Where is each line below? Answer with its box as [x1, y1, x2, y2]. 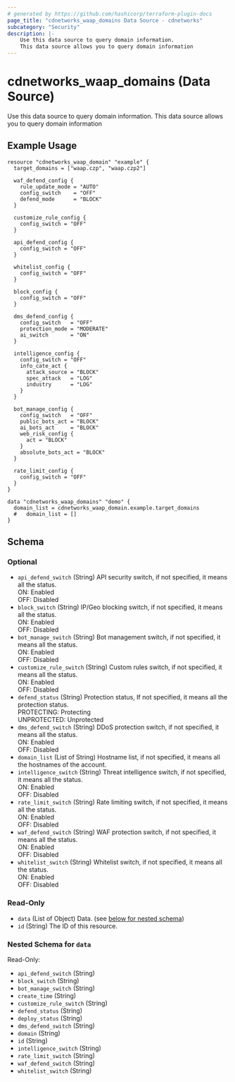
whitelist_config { [13, 263, 71, 270]
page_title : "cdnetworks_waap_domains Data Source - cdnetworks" [7, 17, 203, 24]
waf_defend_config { [13, 177, 74, 184]
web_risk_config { [20, 430, 74, 438]
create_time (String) [17, 992, 76, 1000]
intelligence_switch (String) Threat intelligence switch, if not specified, [17, 768, 227, 776]
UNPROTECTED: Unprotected [17, 716, 104, 724]
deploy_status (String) [17, 1014, 83, 1023]
